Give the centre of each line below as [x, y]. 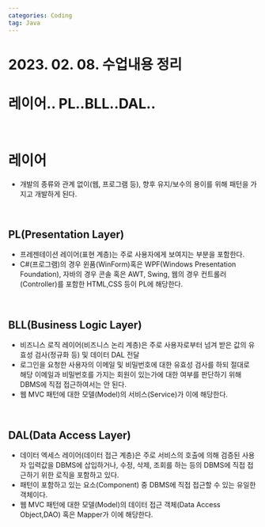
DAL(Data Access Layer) [70, 435]
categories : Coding [40, 15]
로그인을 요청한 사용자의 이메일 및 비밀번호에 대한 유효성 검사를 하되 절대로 [135, 365]
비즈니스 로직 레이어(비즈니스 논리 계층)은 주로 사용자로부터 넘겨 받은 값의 [133, 345]
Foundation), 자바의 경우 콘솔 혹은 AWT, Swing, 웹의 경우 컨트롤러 [123, 275]
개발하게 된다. [56, 194]
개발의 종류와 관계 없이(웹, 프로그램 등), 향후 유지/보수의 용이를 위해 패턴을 [134, 184]
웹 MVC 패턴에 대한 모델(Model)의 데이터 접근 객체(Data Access [120, 504]
